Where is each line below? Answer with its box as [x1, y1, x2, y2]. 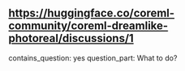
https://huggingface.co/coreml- [8, 6, 175, 20]
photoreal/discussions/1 [8, 31, 134, 45]
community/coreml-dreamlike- [8, 19, 169, 33]
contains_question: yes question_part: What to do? [8, 52, 178, 63]
